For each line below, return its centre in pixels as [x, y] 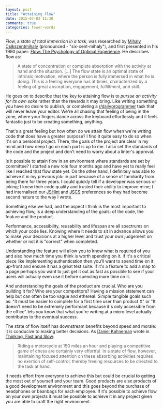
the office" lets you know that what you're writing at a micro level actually [79, 312]
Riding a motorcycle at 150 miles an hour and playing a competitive [84, 346]
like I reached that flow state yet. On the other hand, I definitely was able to [80, 171]
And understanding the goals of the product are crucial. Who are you [74, 286]
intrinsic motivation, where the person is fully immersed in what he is [86, 76]
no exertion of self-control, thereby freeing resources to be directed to [87, 362]
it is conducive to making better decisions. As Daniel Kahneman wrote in [77, 332]
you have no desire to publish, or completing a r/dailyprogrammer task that [80, 106]
